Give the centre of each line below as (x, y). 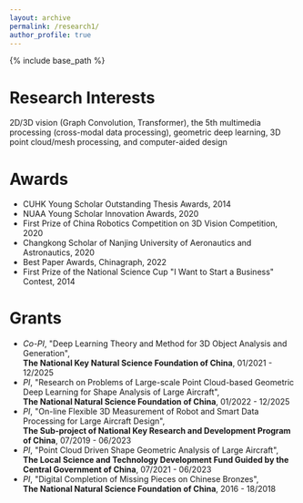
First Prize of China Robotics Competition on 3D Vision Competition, (150, 223)
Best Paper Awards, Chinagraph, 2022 (94, 262)
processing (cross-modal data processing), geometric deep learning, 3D (145, 132)
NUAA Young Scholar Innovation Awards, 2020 (111, 214)
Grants (35, 318)
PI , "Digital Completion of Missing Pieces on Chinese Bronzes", (141, 479)
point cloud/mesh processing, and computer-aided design (118, 142)
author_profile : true (50, 35)
